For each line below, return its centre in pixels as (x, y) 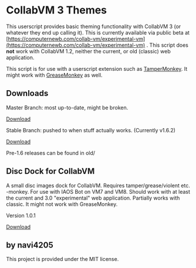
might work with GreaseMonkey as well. (54, 75)
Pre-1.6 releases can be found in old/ (51, 153)
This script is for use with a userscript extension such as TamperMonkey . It (97, 68)
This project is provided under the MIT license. (62, 259)
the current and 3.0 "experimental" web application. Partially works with (93, 198)
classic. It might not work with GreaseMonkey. (62, 204)
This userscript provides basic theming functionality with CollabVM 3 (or (94, 26)
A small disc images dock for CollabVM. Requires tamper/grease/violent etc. (98, 185)
